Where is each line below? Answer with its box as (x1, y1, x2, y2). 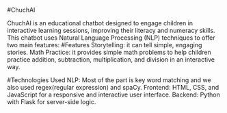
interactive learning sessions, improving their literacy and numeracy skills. (7, 27, 215, 34)
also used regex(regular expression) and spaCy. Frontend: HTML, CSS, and (7, 84, 219, 91)
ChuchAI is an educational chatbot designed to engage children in (7, 19, 193, 27)
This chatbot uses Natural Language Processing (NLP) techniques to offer (7, 34, 215, 42)
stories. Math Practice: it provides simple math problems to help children (7, 48, 211, 56)
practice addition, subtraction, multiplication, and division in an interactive (7, 55, 215, 64)
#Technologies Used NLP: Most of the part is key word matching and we (7, 76, 211, 84)
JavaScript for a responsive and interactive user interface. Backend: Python (7, 90, 221, 99)
